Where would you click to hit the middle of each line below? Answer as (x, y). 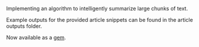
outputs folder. (24, 26)
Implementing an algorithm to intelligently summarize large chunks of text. (97, 9)
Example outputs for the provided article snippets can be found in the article (100, 20)
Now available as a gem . (36, 37)
